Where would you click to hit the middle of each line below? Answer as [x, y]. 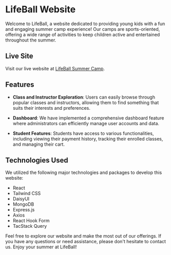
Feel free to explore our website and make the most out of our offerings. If [83, 236]
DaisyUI [21, 199]
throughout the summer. [31, 40]
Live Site [19, 56]
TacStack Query [30, 226]
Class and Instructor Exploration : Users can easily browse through [84, 97]
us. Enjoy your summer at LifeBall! [41, 247]
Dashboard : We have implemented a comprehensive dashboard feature [88, 118]
